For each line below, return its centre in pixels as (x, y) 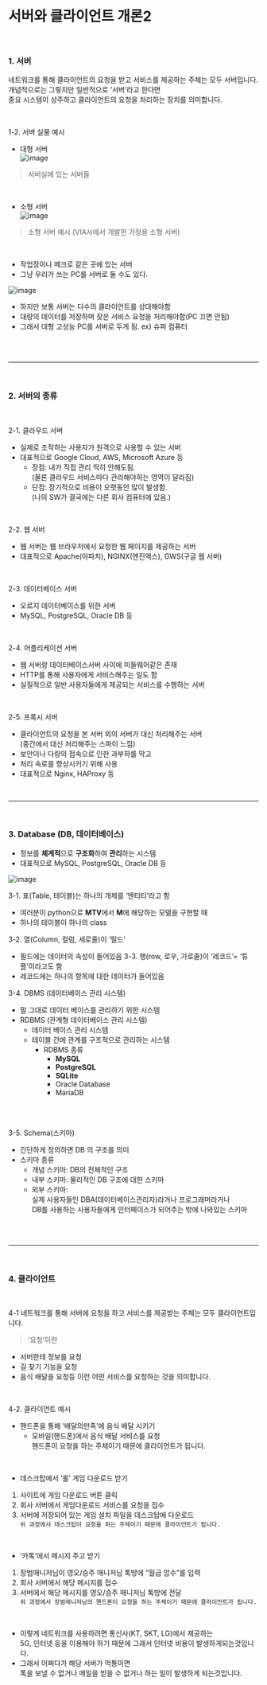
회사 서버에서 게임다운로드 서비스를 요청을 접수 (92, 1505)
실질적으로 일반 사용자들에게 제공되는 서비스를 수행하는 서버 (112, 685)
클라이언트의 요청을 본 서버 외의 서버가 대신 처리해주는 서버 (111, 734)
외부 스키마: (50, 1189)
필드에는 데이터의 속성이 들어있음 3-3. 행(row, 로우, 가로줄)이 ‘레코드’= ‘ (131, 956)
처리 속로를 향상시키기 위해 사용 (68, 763)
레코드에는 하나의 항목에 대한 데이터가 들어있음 (92, 976)
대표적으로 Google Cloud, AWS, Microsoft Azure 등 (102, 457)
